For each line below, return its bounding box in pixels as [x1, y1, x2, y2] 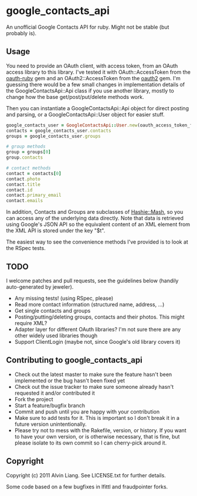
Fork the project [14, 395, 54, 402]
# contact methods [6, 165, 51, 171]
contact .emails [6, 198, 43, 204]
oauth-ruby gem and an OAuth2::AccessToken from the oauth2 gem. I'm [6, 74, 181, 81]
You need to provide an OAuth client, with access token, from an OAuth [6, 62, 178, 69]
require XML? [14, 319, 47, 326]
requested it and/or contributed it [14, 389, 95, 396]
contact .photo [6, 176, 41, 182]
